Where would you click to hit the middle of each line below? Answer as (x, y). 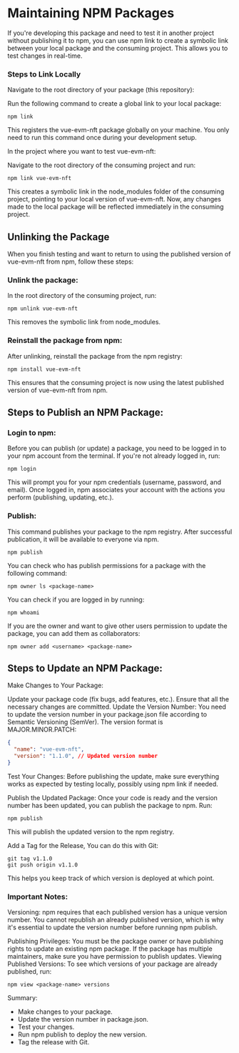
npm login (22, 469)
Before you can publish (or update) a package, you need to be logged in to (117, 449)
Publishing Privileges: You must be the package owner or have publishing (115, 942)
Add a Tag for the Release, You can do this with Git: (83, 845)
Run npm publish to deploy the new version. (82, 1034)
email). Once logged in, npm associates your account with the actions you (116, 490)
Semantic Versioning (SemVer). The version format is (85, 722)
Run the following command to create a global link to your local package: (115, 104)
